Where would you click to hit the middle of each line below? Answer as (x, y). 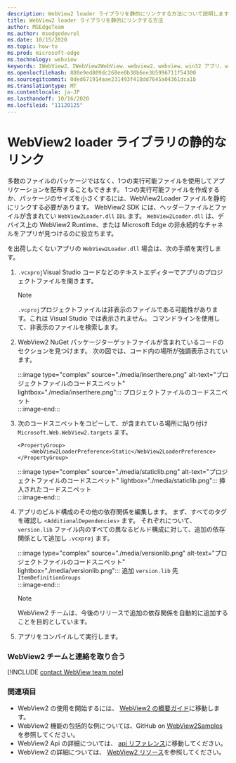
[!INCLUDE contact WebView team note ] (66, 672)
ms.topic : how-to (33, 46)
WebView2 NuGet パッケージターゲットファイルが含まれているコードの (120, 342)
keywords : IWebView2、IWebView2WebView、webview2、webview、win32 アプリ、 (116, 66)
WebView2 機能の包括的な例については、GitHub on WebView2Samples (120, 726)
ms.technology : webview (42, 60)
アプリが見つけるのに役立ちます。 (68, 233)
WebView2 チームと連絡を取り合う (66, 656)
